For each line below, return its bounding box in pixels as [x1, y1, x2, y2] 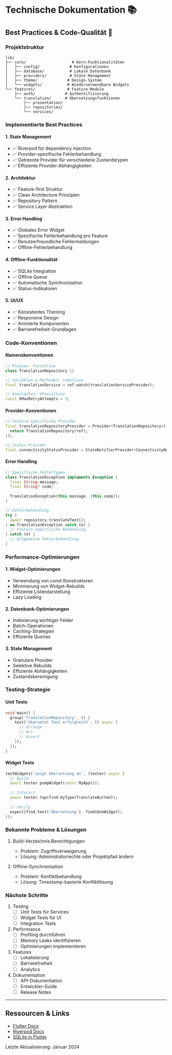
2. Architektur [5, 174, 36, 181]
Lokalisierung [20, 955, 49, 961]
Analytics [20, 966, 40, 972]
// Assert [18, 734, 40, 739]
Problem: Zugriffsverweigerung [20, 848, 87, 854]
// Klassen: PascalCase [5, 363, 56, 368]
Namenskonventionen [5, 352, 54, 358]
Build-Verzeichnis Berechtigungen [12, 838, 85, 844]
